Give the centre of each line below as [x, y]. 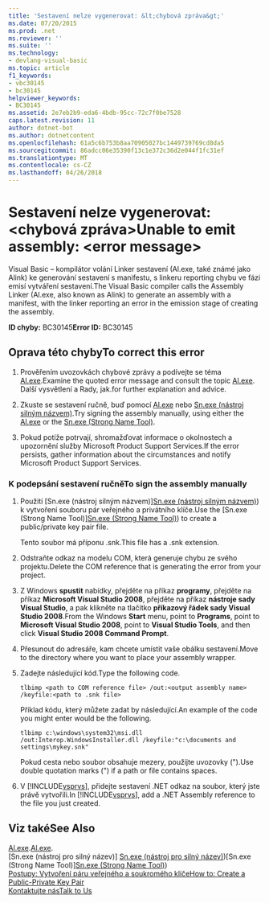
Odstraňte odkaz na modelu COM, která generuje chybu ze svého [128, 558]
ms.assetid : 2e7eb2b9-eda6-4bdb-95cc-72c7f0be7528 [95, 113]
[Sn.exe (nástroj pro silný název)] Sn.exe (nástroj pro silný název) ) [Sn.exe [130, 856]
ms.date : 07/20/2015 [43, 23]
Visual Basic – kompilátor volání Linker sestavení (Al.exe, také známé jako [130, 269]
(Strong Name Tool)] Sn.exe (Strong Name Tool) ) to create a [118, 519]
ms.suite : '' [30, 46]
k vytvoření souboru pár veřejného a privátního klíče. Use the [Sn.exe [133, 510]
